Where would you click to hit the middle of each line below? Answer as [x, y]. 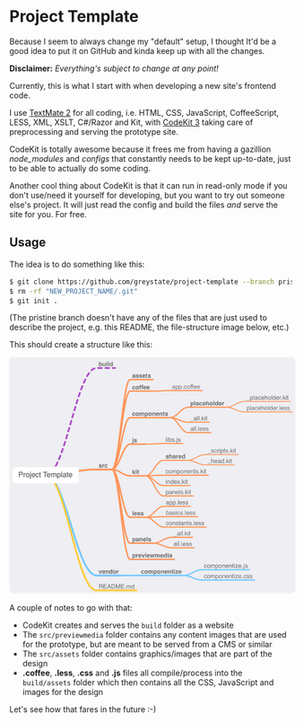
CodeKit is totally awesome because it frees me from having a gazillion [140, 149]
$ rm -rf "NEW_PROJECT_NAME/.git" [74, 291]
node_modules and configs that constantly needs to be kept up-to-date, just [150, 158]
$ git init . [34, 301]
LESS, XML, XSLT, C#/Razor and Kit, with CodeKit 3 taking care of [131, 122]
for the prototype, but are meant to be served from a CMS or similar [147, 645]
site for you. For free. [48, 214]
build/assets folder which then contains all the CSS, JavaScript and [148, 682]
